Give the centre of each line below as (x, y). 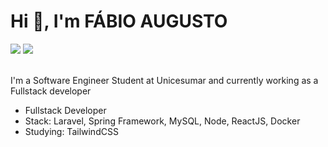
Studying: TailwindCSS (71, 131)
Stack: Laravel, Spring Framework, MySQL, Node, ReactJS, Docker (162, 121)
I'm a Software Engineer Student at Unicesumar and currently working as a (164, 80)
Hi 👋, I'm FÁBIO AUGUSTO (119, 21)
